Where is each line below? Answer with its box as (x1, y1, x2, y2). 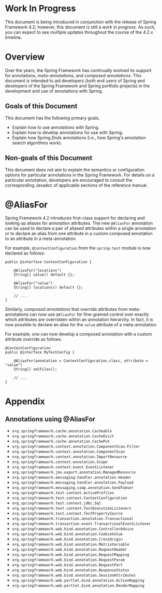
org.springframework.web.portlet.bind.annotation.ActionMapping (12, 578, 145, 583)
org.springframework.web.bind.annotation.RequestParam (12, 558, 125, 562)
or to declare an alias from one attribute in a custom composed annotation (5, 231, 153, 237)
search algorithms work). (12, 140, 62, 145)
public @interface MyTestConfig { (5, 350, 75, 355)
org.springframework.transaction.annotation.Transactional (12, 516, 134, 521)
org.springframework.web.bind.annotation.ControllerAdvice (12, 527, 134, 531)
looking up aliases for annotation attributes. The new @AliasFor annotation (5, 220, 153, 226)
